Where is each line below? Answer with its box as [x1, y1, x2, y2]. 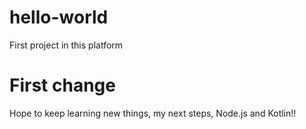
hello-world [9, 6, 109, 29]
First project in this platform [9, 39, 124, 51]
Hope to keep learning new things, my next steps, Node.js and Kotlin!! [9, 107, 297, 119]
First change [9, 74, 116, 97]
